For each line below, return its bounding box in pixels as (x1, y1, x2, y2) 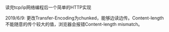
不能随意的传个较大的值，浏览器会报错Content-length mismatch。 (5, 21, 143, 27)
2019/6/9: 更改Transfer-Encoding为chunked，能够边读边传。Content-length (5, 15, 164, 21)
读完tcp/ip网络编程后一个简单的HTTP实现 (5, 4, 92, 10)
